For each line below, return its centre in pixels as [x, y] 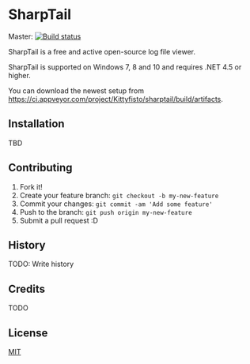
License [28, 333]
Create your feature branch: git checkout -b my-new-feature [119, 195]
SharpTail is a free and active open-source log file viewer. [102, 51]
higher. [20, 75]
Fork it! [31, 186]
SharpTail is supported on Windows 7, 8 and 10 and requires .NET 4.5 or [125, 67]
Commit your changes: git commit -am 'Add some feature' [116, 204]
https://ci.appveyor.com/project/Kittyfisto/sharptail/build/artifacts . [116, 99]
